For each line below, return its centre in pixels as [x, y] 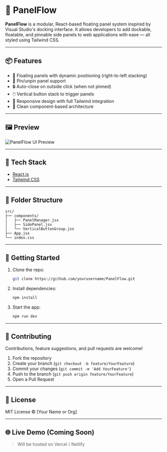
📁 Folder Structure [34, 200]
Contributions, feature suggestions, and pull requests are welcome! [74, 349]
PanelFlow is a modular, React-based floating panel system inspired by [78, 24]
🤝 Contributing [28, 337]
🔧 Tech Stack [26, 162]
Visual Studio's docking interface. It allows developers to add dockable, [78, 29]
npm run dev [25, 316]
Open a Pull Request [33, 380]
